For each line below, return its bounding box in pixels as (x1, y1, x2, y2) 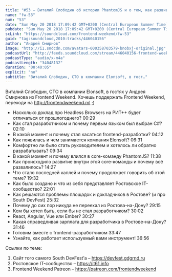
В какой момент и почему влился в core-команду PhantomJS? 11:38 (12, 153, 161, 159)
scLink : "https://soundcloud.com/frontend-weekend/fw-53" (5, 31, 132, 36)
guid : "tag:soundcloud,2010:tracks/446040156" (5, 36, 106, 42)
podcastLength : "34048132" (5, 60, 63, 65)
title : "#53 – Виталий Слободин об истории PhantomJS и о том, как (5, 7, 153, 13)
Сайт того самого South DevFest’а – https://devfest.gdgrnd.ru (12, 255, 145, 261)
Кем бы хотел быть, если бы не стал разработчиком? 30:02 (12, 208, 144, 214)
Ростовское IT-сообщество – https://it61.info (12, 260, 109, 266)
